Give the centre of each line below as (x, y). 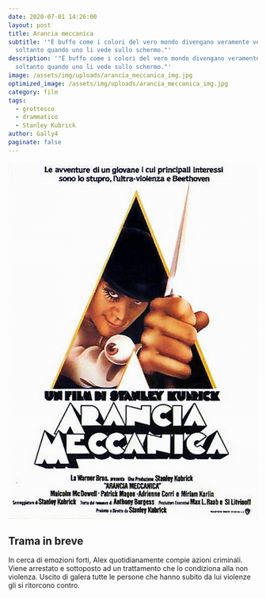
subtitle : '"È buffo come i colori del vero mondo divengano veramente (129, 42)
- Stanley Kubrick (46, 126)
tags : (17, 100)
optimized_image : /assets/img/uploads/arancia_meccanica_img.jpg (118, 83)
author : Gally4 (33, 134)
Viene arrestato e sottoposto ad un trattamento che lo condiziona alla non (128, 569)
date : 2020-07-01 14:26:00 (53, 17)
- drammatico (37, 117)
